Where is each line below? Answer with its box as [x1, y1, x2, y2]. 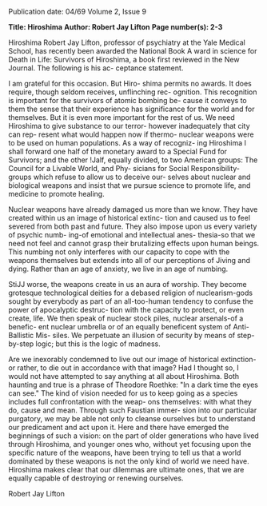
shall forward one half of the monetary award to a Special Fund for [8, 147, 228, 156]
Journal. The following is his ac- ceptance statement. [8, 63, 184, 73]
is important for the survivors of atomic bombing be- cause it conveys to [8, 96, 248, 105]
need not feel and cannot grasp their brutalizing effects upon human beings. [8, 239, 260, 248]
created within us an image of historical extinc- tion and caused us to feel [8, 213, 250, 222]
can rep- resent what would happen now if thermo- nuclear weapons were [8, 129, 254, 139]
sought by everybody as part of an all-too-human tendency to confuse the [8, 297, 253, 306]
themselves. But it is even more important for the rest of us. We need [8, 113, 235, 122]
